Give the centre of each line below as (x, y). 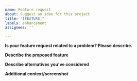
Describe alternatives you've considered (47, 65)
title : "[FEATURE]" (25, 18)
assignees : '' (19, 28)
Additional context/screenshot (37, 74)
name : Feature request (28, 9)
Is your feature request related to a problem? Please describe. (69, 46)
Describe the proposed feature (37, 55)
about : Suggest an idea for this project (48, 14)
